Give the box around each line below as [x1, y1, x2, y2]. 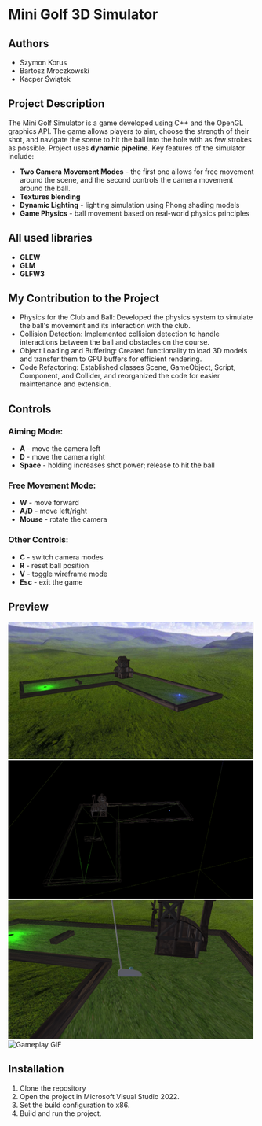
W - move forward [19, 498, 80, 508]
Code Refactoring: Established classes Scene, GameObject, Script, [19, 363, 236, 372]
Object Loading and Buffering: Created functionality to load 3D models [19, 346, 248, 356]
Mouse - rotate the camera [19, 515, 107, 524]
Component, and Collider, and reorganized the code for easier [19, 371, 220, 381]
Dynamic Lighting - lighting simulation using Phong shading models [19, 200, 240, 209]
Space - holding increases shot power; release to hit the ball [19, 460, 216, 470]
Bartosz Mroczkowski [19, 66, 90, 76]
